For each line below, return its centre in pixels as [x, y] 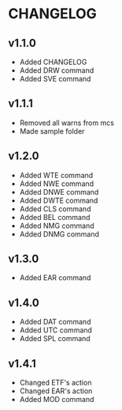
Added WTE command [56, 175]
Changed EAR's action [56, 391]
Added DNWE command [59, 192]
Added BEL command [55, 217]
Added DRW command [57, 70]
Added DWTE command [59, 200]
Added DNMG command [59, 233]
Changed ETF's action [55, 383]
